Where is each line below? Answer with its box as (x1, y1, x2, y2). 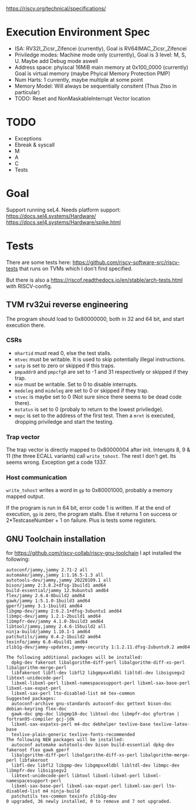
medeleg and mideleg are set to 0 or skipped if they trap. (14, 387, 149, 394)
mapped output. (6, 493, 45, 500)
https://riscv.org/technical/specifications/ (6, 5, 106, 12)
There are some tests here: (6, 259, 72, 266)
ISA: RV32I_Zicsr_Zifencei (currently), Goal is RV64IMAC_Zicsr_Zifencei (14, 45, 187, 52)
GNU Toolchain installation (6, 534, 106, 544)
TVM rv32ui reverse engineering (6, 300, 129, 310)
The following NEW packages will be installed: (6, 737, 125, 743)
